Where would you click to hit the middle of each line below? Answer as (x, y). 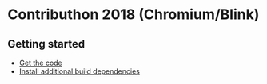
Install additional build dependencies (80, 71)
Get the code (41, 63)
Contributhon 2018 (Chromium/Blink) (133, 15)
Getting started (46, 44)
